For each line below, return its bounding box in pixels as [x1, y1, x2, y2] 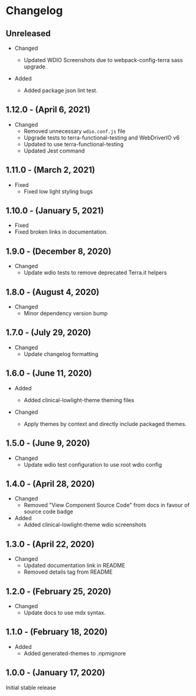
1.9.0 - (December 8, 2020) [6, 246, 111, 256]
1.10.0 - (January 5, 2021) [6, 205, 104, 216]
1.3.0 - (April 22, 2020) [6, 539, 95, 549]
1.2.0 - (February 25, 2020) [6, 586, 111, 596]
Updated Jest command [23, 147, 85, 154]
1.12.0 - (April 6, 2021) [6, 105, 91, 115]
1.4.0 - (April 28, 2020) [6, 478, 96, 489]
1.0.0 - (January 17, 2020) [6, 668, 105, 678]
